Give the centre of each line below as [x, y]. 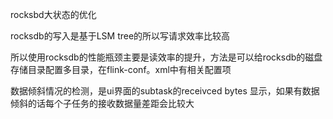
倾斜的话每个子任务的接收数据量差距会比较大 [102, 103]
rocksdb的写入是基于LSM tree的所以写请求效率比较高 [120, 36]
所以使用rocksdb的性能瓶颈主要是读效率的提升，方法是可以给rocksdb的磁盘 [166, 57]
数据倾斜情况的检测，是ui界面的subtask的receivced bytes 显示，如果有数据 [165, 91]
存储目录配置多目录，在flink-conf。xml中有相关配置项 [121, 69]
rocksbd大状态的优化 [53, 14]
